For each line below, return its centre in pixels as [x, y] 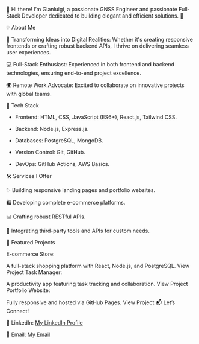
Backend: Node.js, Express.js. [52, 129]
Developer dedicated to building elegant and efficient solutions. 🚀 [103, 16]
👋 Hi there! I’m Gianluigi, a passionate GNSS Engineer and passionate [92, 9]
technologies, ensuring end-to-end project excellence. [74, 73]
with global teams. [29, 94]
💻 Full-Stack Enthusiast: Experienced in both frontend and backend [90, 64]
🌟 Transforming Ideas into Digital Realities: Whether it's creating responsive [100, 40]
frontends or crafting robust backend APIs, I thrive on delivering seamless [98, 46]
